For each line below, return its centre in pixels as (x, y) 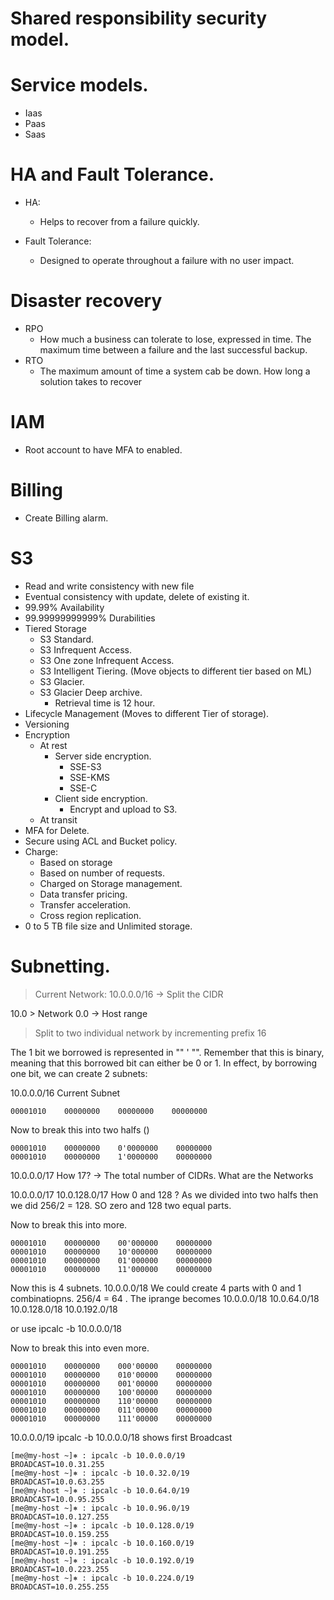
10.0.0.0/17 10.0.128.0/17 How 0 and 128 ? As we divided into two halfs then (164, 1194)
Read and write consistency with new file (109, 586)
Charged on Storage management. (111, 883)
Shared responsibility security (139, 18)
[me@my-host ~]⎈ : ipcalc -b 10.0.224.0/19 (102, 1578)
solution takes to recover (91, 381)
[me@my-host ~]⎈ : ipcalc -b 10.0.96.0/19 (100, 1508)
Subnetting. (60, 966)
